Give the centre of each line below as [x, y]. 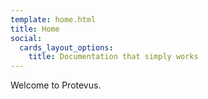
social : [26, 38]
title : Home [35, 29]
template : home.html [53, 19]
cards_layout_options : [66, 47]
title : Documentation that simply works [113, 57]
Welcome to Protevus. [56, 85]
